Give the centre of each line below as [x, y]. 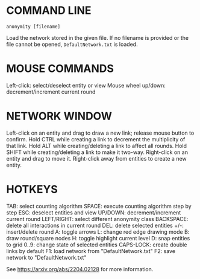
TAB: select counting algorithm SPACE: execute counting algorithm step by [99, 206]
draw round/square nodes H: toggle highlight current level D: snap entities [98, 238]
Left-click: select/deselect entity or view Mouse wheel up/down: [86, 85]
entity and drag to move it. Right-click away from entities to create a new [96, 158]
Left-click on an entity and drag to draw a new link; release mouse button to [100, 133]
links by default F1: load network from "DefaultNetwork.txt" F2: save [91, 251]
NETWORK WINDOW [59, 116]
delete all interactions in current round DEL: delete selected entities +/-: [95, 225]
